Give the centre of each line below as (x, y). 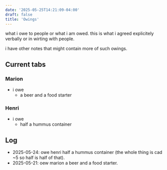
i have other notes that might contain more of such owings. (66, 49)
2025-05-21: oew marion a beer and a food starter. (65, 163)
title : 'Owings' (22, 19)
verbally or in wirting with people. (40, 39)
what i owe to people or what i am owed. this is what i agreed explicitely (80, 34)
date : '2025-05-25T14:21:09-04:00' (43, 10)
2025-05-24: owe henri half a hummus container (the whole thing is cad (87, 152)
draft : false (19, 15)
